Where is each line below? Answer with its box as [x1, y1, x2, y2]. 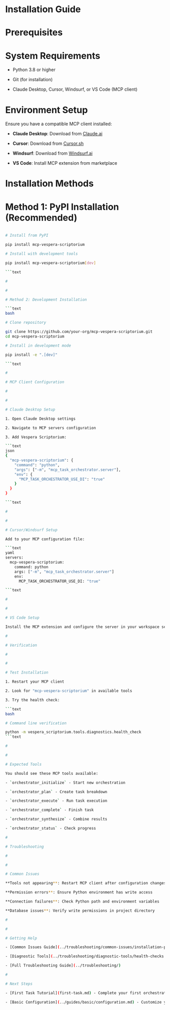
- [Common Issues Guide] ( [5, 945, 60, 950]
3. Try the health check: [5, 697, 60, 702]
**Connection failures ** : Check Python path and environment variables [5, 899, 159, 904]
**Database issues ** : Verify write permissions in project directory [5, 908, 155, 913]
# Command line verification [5, 721, 67, 726]
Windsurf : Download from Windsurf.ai [12, 151, 93, 157]
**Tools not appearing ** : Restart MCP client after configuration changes [5, 881, 166, 886]
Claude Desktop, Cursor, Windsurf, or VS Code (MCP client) [12, 86, 138, 92]
